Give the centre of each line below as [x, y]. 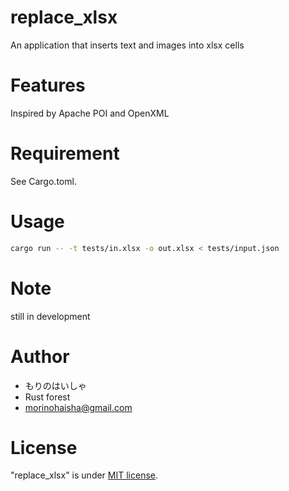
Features [48, 85]
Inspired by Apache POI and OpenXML [90, 113]
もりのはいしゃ [55, 385]
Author [40, 356]
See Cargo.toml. [43, 181]
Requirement [65, 153]
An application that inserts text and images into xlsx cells [127, 45]
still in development [50, 316]
